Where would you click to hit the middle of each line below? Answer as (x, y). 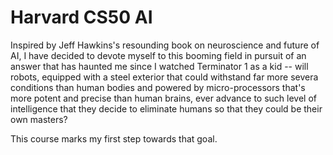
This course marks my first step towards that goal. (114, 138)
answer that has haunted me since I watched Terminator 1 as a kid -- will (159, 66)
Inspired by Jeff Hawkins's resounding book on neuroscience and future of (165, 45)
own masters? (39, 119)
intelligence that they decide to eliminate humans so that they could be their (166, 108)
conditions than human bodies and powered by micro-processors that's (158, 87)
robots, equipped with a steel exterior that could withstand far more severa (164, 77)
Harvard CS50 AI (81, 17)
